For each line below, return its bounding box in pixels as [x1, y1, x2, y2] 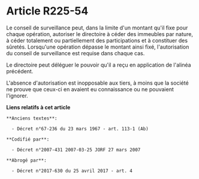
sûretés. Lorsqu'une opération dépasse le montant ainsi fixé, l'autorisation [6, 43, 189, 50]
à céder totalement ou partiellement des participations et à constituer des [6, 37, 188, 44]
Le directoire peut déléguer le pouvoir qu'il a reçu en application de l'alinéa [6, 61, 191, 68]
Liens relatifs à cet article [6, 103, 71, 111]
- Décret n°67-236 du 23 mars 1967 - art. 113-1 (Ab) [11, 126, 149, 132]
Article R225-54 [6, 4, 89, 18]
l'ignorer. [6, 92, 28, 99]
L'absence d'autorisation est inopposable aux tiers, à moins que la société [6, 79, 189, 86]
